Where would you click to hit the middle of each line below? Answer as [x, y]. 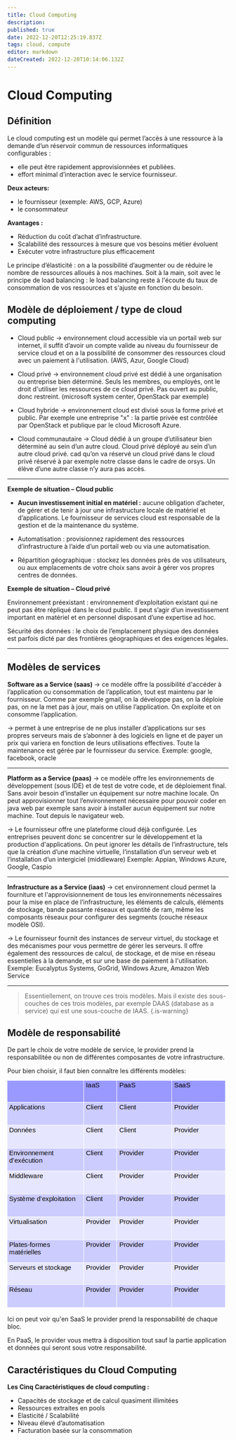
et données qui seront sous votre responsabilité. [77, 1348]
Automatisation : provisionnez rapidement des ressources [101, 539]
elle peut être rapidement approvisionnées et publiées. [96, 166]
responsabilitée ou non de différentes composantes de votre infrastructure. [116, 1057]
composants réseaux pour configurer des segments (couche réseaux [107, 917]
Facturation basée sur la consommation [74, 1431]
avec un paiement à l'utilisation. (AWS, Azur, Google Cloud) [103, 360]
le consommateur [43, 209]
